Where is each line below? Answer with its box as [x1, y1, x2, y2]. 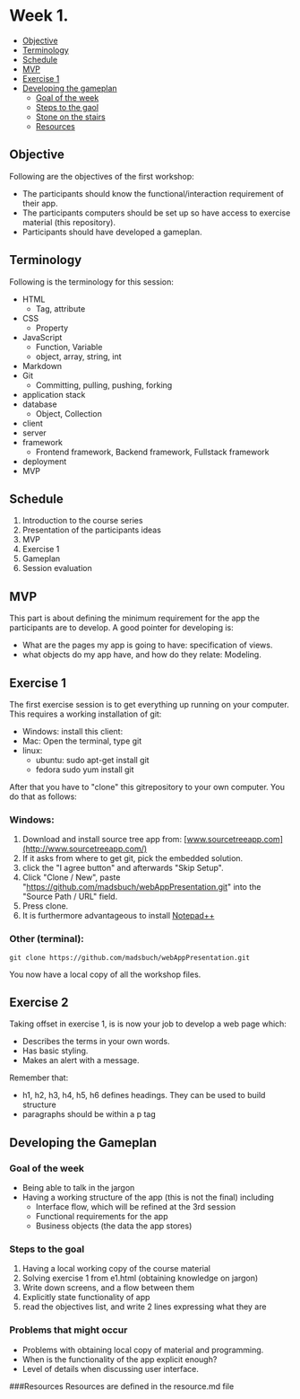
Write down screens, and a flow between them [21, 1282, 195, 1293]
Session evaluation [21, 563, 92, 574]
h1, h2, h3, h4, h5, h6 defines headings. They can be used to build [21, 1090, 266, 1101]
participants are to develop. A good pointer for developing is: [9, 622, 235, 633]
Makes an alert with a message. [21, 1055, 140, 1066]
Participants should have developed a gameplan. [21, 226, 202, 237]
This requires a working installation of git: [9, 708, 162, 719]
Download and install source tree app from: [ [21, 834, 187, 845]
